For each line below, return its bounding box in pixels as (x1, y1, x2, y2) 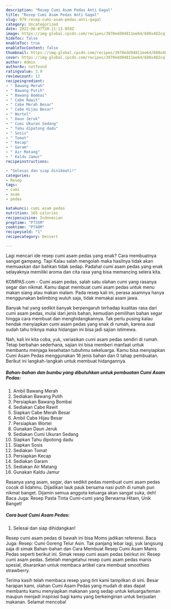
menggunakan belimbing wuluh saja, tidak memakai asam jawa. (6, 295, 139, 301)
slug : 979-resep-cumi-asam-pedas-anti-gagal (6, 17, 101, 22)
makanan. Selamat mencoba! (6, 599, 66, 605)
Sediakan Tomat (13, 447, 47, 453)
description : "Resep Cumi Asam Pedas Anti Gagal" (6, 7, 113, 13)
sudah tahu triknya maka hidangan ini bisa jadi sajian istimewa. (6, 326, 137, 333)
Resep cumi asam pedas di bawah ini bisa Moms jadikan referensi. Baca (6, 535, 156, 541)
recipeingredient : (6, 78, 45, 84)
